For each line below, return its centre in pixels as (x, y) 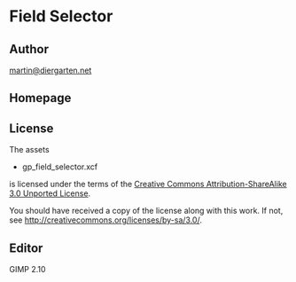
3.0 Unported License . (50, 193)
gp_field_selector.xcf (60, 167)
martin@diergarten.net (51, 70)
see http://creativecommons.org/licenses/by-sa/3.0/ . (105, 220)
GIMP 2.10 (27, 270)
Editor (26, 248)
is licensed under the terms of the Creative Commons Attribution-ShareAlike (148, 184)
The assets (30, 150)
